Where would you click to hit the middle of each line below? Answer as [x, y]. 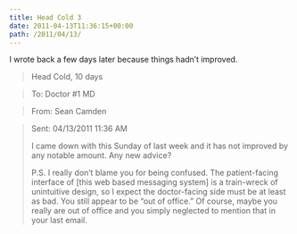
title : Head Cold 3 [45, 17]
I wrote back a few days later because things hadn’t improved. [124, 60]
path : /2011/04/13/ [45, 34]
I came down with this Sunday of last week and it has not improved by [159, 146]
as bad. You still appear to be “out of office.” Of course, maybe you [154, 201]
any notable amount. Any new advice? [101, 155]
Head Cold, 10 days [67, 77]
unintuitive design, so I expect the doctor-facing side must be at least [158, 192]
